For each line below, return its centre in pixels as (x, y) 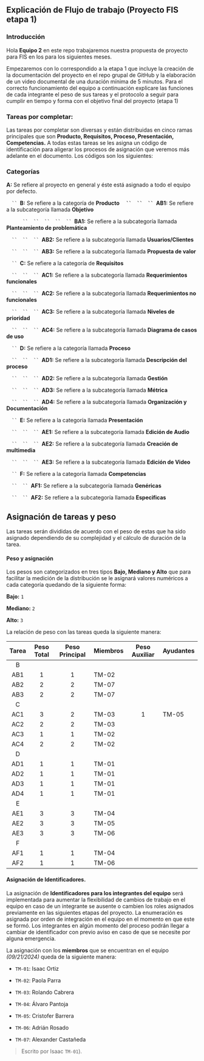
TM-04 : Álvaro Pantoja (42, 1004)
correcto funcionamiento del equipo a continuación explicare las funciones (100, 88)
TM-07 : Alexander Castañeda (50, 1039)
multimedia (21, 450)
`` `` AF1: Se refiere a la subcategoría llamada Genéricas (87, 486)
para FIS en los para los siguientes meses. (59, 57)
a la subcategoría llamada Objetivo (50, 210)
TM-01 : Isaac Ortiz (37, 968)
